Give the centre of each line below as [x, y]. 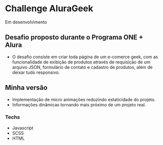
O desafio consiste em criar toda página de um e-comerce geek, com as [85, 57]
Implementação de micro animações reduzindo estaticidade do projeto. [84, 99]
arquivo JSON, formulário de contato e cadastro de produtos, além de [82, 67]
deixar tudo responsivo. [36, 72]
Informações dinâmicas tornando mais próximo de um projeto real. [79, 104]
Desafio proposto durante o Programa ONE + [74, 37]
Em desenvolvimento [26, 22]
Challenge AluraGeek [49, 9]
